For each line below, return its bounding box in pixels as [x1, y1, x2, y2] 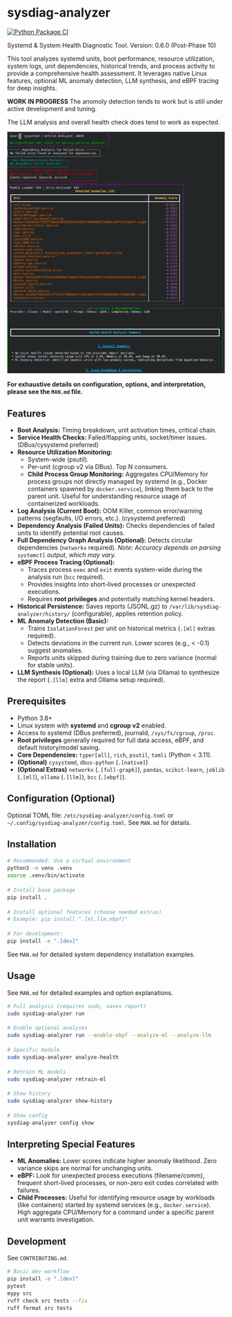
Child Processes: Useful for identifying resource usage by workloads [17, 1193, 215, 1202]
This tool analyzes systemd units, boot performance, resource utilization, [7, 54, 215, 63]
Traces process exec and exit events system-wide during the [27, 565, 202, 574]
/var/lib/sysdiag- [168, 603, 222, 611]
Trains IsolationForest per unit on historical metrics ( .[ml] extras [27, 624, 215, 633]
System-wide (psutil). [27, 455, 89, 464]
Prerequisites [7, 696, 66, 708]
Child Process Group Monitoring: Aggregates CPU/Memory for [27, 470, 209, 478]
